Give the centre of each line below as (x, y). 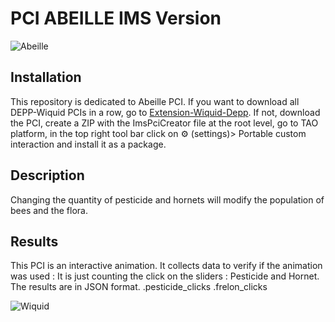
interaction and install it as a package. (88, 144)
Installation (46, 77)
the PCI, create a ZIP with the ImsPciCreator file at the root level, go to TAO (164, 123)
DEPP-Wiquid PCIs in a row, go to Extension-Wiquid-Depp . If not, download (165, 112)
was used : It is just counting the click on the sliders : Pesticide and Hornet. (165, 276)
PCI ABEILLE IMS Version (116, 18)
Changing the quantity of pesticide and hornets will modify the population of (167, 199)
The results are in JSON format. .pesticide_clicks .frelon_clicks (139, 287)
